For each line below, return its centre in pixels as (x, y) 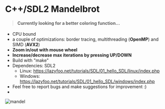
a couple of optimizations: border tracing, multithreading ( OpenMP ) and (85, 39)
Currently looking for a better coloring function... (68, 23)
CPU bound (24, 34)
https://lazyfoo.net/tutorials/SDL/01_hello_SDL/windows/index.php (87, 82)
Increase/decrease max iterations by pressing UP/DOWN (72, 55)
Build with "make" (30, 60)
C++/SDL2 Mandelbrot (52, 9)
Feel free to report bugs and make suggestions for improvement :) (79, 87)
